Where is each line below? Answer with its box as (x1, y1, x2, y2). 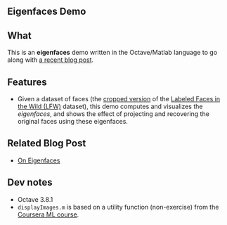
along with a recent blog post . (7, 56, 93, 64)
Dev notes (7, 176, 53, 188)
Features (7, 76, 47, 88)
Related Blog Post (7, 137, 86, 150)
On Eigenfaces (17, 156, 60, 165)
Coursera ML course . (17, 210, 79, 219)
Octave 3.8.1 (17, 195, 53, 203)
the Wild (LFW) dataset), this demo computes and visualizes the (17, 102, 203, 111)
